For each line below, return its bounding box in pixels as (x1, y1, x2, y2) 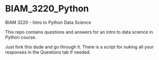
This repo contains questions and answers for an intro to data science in (5, 29, 153, 35)
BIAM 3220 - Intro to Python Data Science (5, 19, 91, 25)
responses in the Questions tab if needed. (5, 49, 91, 55)
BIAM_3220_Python (5, 3, 89, 14)
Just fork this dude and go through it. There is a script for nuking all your (5, 44, 154, 50)
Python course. (5, 34, 37, 40)
